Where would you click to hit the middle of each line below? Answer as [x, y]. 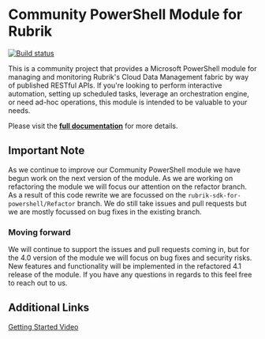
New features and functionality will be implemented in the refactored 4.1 [125, 266]
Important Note [47, 151]
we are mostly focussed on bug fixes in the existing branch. [105, 212]
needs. [19, 110]
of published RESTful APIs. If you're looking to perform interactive [115, 85]
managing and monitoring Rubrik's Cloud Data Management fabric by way [129, 77]
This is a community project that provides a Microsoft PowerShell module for [132, 68]
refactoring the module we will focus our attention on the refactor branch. [127, 186]
